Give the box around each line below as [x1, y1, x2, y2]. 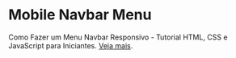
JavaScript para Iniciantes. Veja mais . [8, 40, 133, 50]
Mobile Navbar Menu [8, 6, 152, 24]
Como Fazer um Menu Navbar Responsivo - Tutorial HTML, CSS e [8, 32, 228, 42]
